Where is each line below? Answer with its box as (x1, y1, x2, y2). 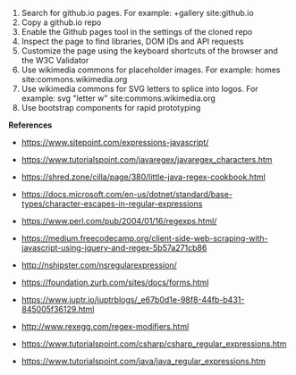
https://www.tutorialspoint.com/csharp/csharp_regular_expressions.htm (21, 338, 287, 349)
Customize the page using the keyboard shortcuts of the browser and (21, 46, 278, 56)
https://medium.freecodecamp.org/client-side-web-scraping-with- (21, 233, 269, 244)
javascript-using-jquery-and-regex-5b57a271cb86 (21, 243, 207, 253)
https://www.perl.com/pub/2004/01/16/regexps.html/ (21, 216, 217, 226)
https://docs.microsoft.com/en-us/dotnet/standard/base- (21, 189, 233, 199)
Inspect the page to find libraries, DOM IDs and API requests (21, 36, 244, 46)
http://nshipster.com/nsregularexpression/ (21, 260, 178, 271)
